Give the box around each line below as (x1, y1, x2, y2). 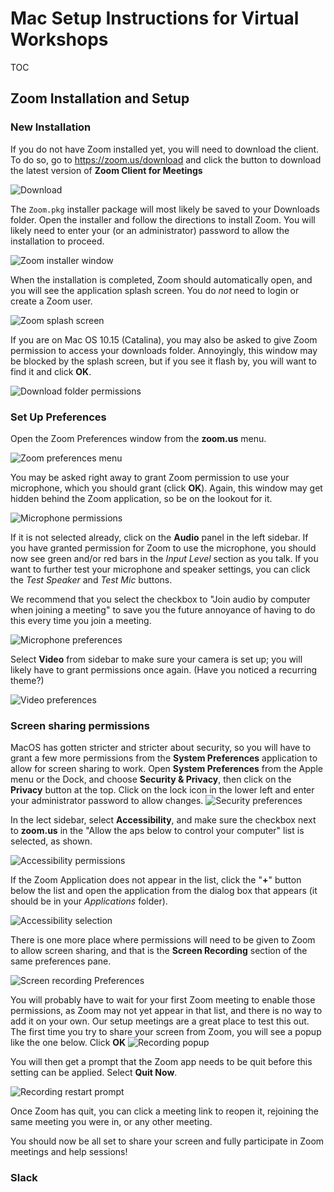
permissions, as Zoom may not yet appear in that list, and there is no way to (10, 1005, 323, 1017)
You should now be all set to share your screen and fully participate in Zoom (10, 1135, 325, 1147)
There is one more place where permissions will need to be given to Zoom (10, 934, 316, 946)
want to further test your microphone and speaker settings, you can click (10, 563, 311, 575)
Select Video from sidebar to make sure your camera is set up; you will (10, 653, 303, 665)
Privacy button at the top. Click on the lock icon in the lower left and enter (10, 784, 315, 796)
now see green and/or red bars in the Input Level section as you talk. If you (10, 552, 319, 564)
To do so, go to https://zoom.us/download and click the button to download (10, 153, 322, 166)
